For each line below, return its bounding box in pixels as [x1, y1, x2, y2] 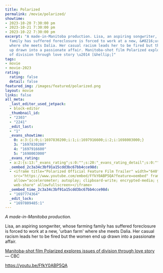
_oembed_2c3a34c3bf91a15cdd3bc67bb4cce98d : [9, 165, 98, 169]
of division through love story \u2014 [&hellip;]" [9, 52, 116, 57]
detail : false [9, 79, 38, 84]
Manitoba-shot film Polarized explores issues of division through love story [5, 248, 155, 254]
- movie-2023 [5, 66, 32, 71]
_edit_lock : [9, 196, 34, 201]
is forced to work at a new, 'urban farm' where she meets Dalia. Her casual [5, 228, 154, 234]
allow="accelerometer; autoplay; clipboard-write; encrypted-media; [14, 178, 155, 183]
